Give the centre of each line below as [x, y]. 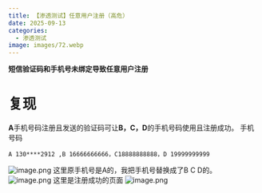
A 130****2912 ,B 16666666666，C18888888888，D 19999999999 [109, 155]
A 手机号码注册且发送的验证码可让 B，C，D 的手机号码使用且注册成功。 [123, 128]
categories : [28, 30]
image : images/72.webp [46, 45]
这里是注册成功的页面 [88, 180]
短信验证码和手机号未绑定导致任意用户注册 [78, 69]
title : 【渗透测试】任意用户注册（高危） [69, 16]
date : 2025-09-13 [37, 23]
